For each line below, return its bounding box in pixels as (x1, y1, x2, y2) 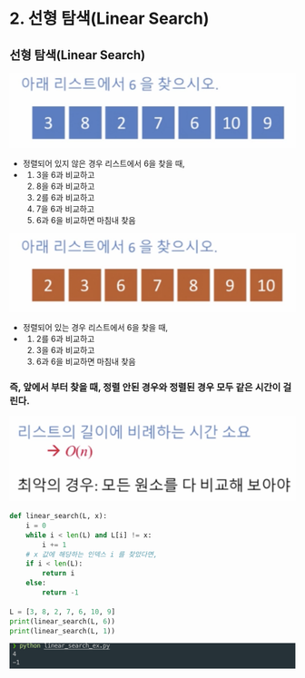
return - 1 (42, 588, 79, 597)
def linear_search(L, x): (9, 512, 107, 521)
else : (25, 578, 47, 588)
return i (42, 569, 75, 578)
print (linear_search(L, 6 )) (9, 616, 116, 626)
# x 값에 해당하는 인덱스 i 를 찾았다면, (25, 550, 158, 559)
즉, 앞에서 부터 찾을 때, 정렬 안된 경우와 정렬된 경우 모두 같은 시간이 (9, 380, 281, 393)
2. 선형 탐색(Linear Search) (9, 8, 210, 29)
